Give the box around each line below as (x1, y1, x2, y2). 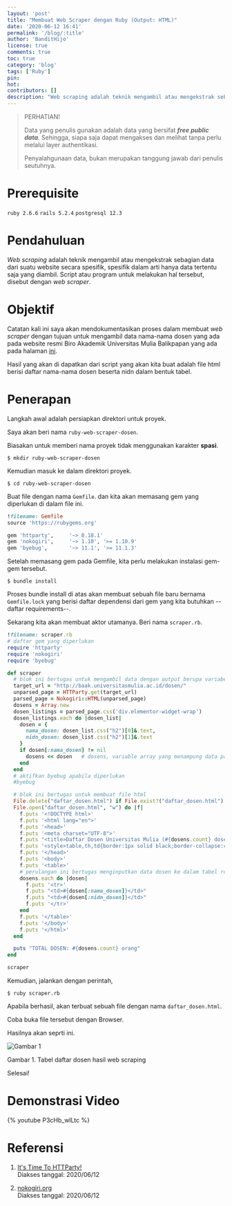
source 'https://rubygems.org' (7, 519, 97, 526)
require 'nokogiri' (7, 650, 64, 657)
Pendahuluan (7, 233, 85, 249)
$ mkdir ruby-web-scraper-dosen (7, 454, 100, 462)
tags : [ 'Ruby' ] (7, 68, 51, 75)
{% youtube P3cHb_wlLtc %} (7, 1115, 90, 1124)
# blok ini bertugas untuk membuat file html (13, 791, 147, 798)
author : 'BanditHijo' (7, 36, 70, 43)
